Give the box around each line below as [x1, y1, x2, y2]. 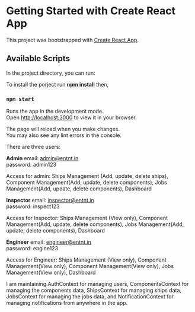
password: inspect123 [6, 203, 60, 210]
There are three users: [6, 144, 61, 151]
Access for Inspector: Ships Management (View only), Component [6, 215, 168, 222]
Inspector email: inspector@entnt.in [6, 197, 95, 204]
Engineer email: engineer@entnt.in [6, 238, 92, 246]
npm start [6, 95, 34, 102]
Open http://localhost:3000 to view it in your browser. [6, 114, 138, 121]
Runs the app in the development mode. [6, 108, 104, 115]
